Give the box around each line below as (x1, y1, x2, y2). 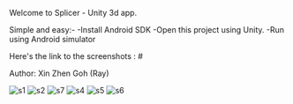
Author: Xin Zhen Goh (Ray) (9, 68, 109, 78)
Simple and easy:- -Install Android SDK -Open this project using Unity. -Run (9, 25, 285, 34)
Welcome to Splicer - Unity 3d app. (9, 8, 138, 18)
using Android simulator (9, 34, 96, 44)
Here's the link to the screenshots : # (9, 51, 144, 61)
